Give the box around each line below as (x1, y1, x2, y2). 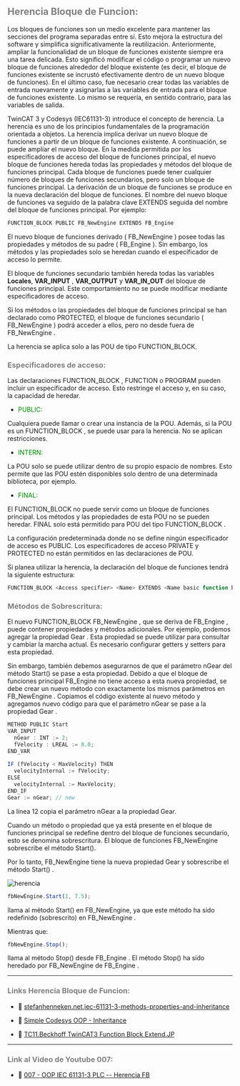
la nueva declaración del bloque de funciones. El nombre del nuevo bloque (7, 190, 227, 199)
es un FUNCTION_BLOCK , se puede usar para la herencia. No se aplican (7, 427, 223, 435)
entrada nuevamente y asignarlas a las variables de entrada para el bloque (7, 85, 227, 94)
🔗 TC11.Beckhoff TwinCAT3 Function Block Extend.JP (17, 1030, 175, 1038)
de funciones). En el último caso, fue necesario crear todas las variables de (7, 78, 230, 86)
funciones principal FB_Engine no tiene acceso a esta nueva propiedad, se (7, 677, 227, 685)
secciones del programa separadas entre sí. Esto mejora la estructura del (7, 32, 223, 41)
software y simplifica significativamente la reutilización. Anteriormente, (7, 39, 216, 49)
